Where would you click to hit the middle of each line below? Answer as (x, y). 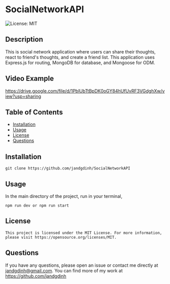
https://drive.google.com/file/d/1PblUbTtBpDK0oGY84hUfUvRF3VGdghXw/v (85, 91)
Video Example (30, 79)
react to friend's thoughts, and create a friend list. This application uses (80, 57)
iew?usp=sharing (23, 96)
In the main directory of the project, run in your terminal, (64, 196)
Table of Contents (34, 112)
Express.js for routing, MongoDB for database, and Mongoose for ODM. (80, 63)
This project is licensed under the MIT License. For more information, (84, 233)
